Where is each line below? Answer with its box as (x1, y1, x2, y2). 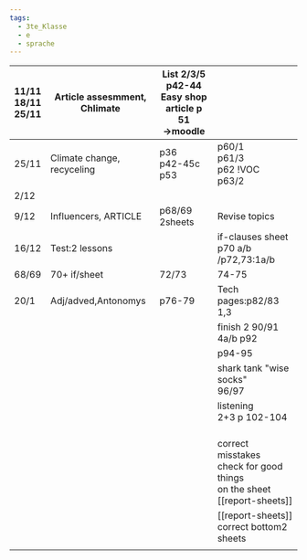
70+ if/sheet (49, 269, 103, 281)
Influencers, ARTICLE (49, 210, 143, 223)
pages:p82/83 (217, 294, 280, 307)
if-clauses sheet (217, 230, 289, 243)
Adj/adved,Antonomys (49, 294, 146, 307)
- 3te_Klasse (17, 22, 68, 31)
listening (217, 399, 254, 412)
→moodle (163, 125, 206, 138)
